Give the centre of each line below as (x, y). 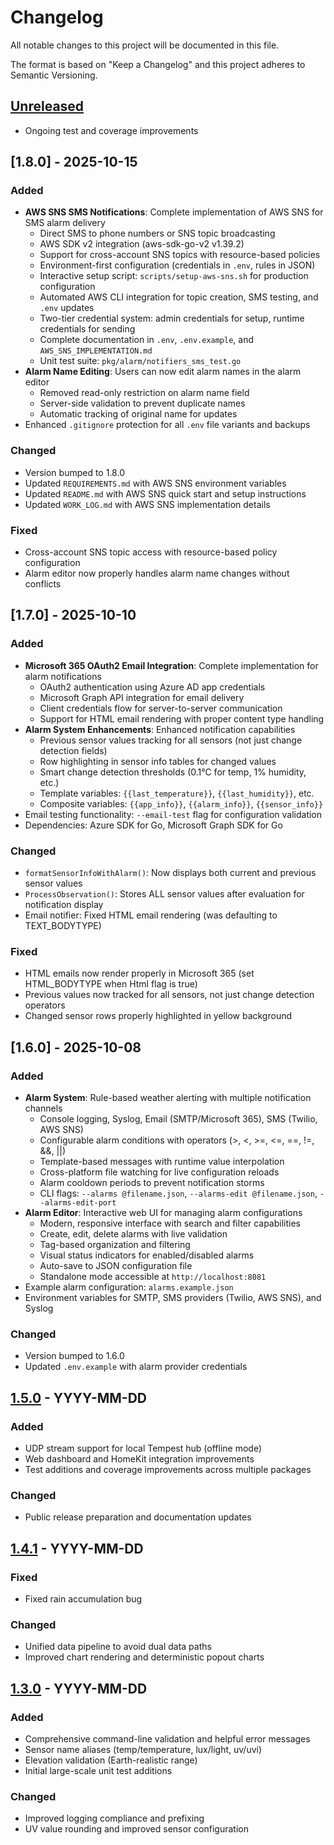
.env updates (67, 308)
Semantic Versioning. (54, 75)
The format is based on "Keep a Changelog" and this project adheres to (158, 64)
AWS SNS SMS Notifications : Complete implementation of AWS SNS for (174, 212)
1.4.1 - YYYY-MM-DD (77, 1548)
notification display (64, 905)
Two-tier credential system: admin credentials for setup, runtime (172, 318)
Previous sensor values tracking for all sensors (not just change (171, 740)
